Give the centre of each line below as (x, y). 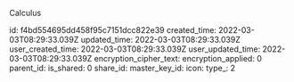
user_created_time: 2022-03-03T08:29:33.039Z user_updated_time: (135, 49)
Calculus (25, 13)
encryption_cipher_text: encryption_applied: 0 (178, 58)
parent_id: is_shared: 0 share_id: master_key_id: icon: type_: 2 (122, 68)
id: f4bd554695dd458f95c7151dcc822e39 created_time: (113, 30)
